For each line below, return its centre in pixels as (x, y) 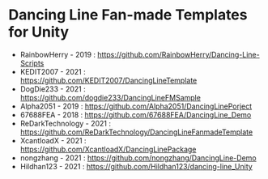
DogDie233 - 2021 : (53, 89)
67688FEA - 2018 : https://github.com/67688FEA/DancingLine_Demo (136, 114)
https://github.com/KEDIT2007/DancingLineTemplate (108, 80)
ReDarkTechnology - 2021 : (66, 123)
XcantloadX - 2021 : (53, 140)
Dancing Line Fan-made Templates (128, 15)
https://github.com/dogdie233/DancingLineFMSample (110, 97)
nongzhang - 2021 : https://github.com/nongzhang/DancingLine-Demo (138, 158)
